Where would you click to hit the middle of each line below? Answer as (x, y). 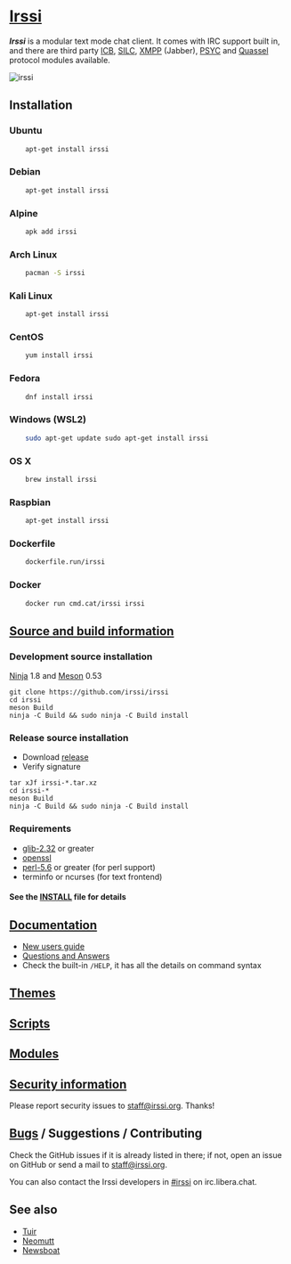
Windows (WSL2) (48, 420)
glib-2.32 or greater (58, 848)
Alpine (24, 213)
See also (33, 1210)
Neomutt (38, 1241)
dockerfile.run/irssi (65, 562)
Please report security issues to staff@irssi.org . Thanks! (112, 1105)
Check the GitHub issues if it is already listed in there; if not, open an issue (145, 1154)
